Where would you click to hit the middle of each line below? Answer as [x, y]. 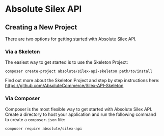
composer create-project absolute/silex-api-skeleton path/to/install [79, 71]
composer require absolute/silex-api [44, 129]
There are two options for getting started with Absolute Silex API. [71, 39]
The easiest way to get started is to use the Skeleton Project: [67, 62]
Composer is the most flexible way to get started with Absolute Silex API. [79, 109]
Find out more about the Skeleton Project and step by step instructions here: [82, 81]
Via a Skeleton [23, 52]
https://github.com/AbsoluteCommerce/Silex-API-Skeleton [64, 86]
